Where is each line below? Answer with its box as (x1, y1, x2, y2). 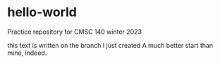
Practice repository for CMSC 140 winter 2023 (7, 27, 142, 36)
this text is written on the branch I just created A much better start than (7, 41, 214, 49)
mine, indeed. (7, 49, 47, 57)
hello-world (7, 4, 78, 20)
